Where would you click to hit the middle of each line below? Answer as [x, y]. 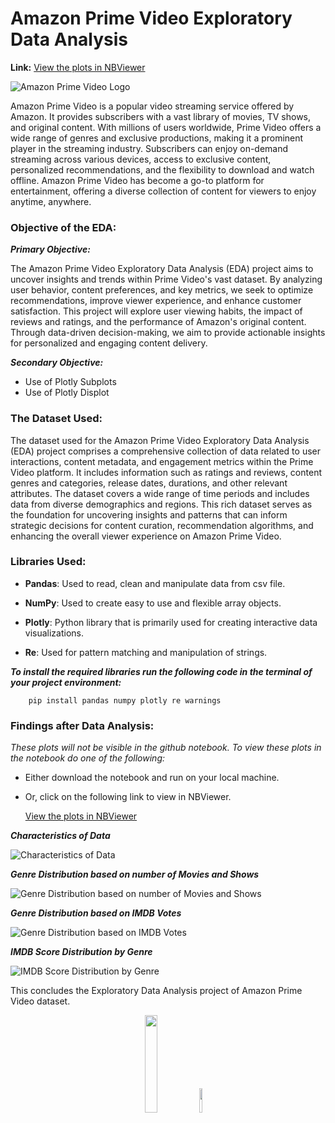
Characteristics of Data [60, 836]
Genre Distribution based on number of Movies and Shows [135, 874]
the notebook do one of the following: [87, 758]
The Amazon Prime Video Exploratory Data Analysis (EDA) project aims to [162, 269]
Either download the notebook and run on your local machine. [152, 778]
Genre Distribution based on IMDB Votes [96, 913]
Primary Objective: [50, 249]
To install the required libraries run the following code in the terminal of [161, 671]
